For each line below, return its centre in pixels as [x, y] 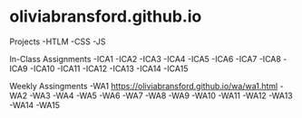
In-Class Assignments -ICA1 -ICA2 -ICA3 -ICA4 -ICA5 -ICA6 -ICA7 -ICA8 [145, 59]
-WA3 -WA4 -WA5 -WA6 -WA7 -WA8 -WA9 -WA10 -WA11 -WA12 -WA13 [161, 95]
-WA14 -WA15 [35, 104]
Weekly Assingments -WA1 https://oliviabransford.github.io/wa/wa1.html [144, 86]
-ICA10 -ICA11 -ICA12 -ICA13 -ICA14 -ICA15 [109, 68]
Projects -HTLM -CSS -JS [58, 41]
